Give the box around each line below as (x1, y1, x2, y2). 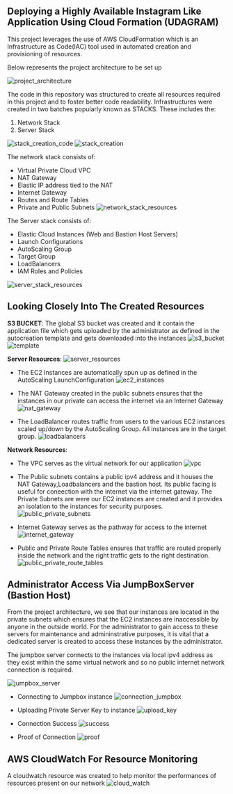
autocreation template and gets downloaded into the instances (7, 334, 186, 342)
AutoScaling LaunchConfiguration (17, 375, 115, 384)
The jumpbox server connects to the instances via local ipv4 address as (7, 651, 214, 659)
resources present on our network (7, 779, 106, 788)
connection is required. (7, 665, 74, 674)
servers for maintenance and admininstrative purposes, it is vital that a (7, 630, 209, 638)
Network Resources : (7, 445, 68, 454)
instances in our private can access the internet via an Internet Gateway (17, 396, 224, 405)
